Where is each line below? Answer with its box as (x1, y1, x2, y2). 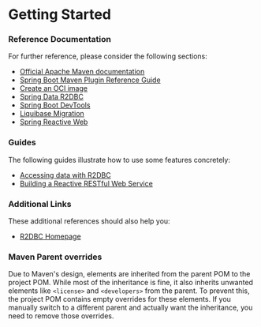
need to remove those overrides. (8, 311, 114, 321)
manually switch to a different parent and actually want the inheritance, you (8, 303, 253, 313)
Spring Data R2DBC (19, 92, 84, 102)
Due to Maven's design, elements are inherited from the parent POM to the (8, 269, 251, 279)
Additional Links (8, 198, 72, 209)
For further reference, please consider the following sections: (8, 51, 207, 61)
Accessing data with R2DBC (19, 170, 112, 179)
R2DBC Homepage (19, 231, 81, 242)
